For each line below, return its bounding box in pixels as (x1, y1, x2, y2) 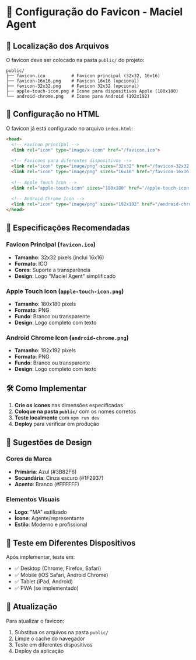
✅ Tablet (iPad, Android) (14, 577, 73, 585)
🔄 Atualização (6, 602, 58, 612)
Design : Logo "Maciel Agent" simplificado (14, 272, 116, 280)
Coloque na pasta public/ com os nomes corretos (14, 408, 136, 415)
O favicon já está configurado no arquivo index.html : (6, 125, 133, 132)
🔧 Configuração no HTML (6, 109, 100, 119)
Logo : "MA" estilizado (14, 508, 67, 515)
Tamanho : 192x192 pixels (14, 347, 76, 354)
